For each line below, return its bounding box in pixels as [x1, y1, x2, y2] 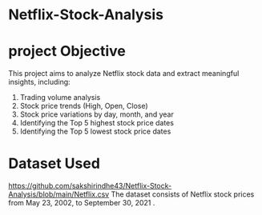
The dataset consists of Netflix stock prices [111, 189, 255, 199]
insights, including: [8, 78, 71, 87]
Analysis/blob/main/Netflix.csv [8, 189, 110, 199]
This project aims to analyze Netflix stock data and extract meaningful [8, 69, 240, 78]
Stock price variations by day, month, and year [19, 109, 174, 119]
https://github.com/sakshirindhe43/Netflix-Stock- [8, 181, 172, 191]
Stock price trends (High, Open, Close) [19, 102, 148, 111]
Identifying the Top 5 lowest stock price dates [19, 126, 171, 137]
